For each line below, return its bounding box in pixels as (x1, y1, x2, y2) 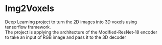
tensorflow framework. (5, 24, 51, 30)
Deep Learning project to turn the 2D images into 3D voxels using (5, 19, 137, 25)
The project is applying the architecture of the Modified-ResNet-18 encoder (5, 29, 158, 35)
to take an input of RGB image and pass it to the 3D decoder (5, 34, 126, 40)
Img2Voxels (5, 3, 55, 14)
